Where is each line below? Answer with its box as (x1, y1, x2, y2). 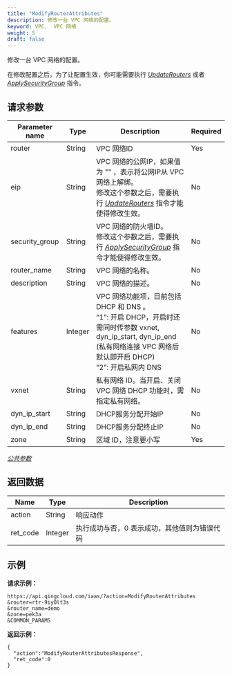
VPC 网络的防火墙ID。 (95, 221, 168, 231)
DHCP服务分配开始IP (95, 409, 164, 418)
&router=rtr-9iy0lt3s (7, 599, 70, 606)
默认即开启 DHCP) (95, 352, 155, 362)
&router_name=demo (7, 604, 60, 612)
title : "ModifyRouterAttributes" (7, 10, 104, 17)
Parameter (17, 122, 53, 131)
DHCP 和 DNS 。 (95, 302, 151, 311)
